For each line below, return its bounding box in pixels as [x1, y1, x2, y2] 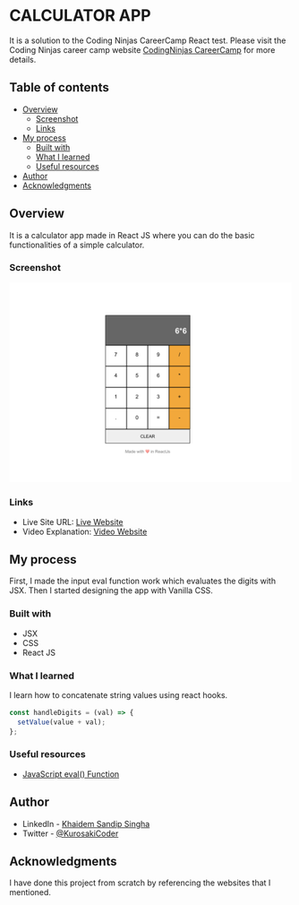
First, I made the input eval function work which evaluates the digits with [9, 575, 276, 587]
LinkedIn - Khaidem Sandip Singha [21, 818, 150, 829]
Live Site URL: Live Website [21, 516, 124, 527]
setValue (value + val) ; [17, 718, 106, 727]
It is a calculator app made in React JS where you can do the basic [9, 229, 255, 240]
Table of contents [9, 80, 109, 95]
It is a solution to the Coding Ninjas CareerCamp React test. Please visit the [9, 35, 286, 46]
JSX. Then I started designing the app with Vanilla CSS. [9, 585, 213, 596]
